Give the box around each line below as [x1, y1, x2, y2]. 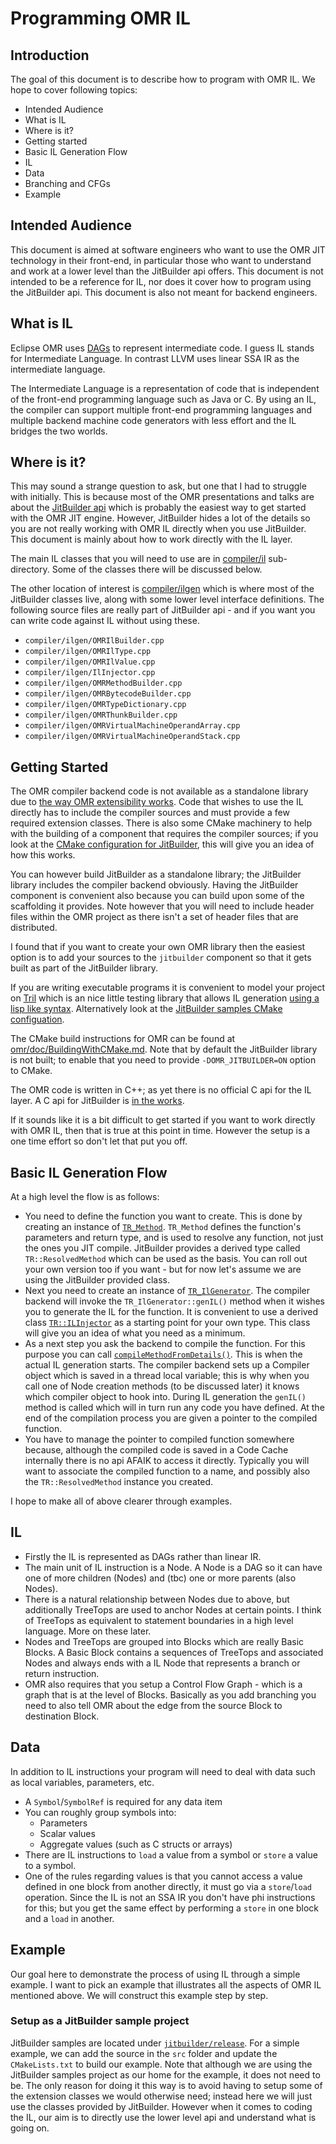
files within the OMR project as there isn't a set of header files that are [10, 911, 299, 923]
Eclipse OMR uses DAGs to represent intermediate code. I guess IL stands [10, 342, 315, 354]
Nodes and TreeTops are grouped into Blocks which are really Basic [24, 1635, 305, 1647]
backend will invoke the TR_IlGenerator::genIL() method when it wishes [24, 1295, 325, 1307]
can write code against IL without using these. [10, 615, 200, 627]
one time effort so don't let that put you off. [10, 1135, 188, 1147]
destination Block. [24, 1710, 100, 1722]
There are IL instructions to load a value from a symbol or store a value [24, 1848, 318, 1861]
